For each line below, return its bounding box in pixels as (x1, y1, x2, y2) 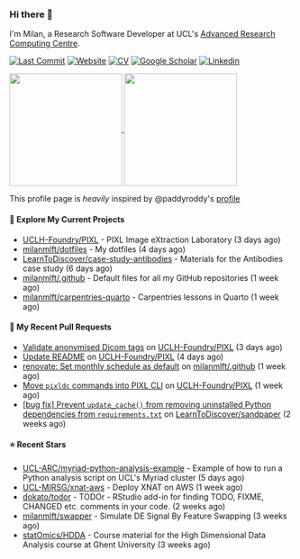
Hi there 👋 (9, 8, 54, 21)
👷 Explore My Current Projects (9, 213, 125, 224)
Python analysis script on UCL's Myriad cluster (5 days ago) (22, 472, 245, 482)
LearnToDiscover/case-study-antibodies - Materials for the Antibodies (22, 253, 284, 264)
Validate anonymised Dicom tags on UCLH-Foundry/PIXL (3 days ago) (22, 341, 283, 352)
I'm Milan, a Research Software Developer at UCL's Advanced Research (9, 29, 276, 40)
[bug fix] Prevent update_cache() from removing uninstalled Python (22, 399, 272, 410)
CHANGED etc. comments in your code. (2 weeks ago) (22, 500, 226, 511)
